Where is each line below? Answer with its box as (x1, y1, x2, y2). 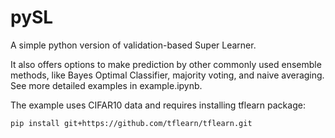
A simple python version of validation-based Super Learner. (10, 39, 257, 51)
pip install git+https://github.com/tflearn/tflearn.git (10, 118, 253, 128)
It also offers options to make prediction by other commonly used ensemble (10, 58, 322, 70)
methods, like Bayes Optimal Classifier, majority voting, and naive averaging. (10, 69, 325, 81)
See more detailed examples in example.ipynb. (10, 79, 203, 91)
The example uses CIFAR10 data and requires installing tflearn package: (10, 99, 306, 111)
